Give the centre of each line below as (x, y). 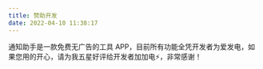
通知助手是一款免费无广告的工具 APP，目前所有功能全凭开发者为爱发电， (128, 46)
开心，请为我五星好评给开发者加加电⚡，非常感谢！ (119, 56)
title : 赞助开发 (33, 15)
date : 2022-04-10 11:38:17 (53, 23)
